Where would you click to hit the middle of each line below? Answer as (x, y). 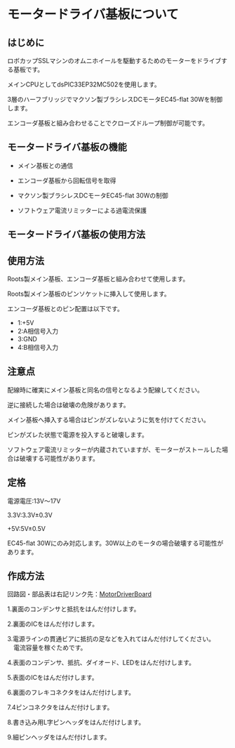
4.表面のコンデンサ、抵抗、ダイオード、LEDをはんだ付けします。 (101, 663)
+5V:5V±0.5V (27, 528)
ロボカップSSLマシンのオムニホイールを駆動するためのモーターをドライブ (114, 61)
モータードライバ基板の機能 (67, 147)
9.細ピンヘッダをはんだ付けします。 (59, 737)
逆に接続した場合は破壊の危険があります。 (68, 405)
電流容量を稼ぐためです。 (50, 648)
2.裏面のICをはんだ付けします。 (53, 624)
